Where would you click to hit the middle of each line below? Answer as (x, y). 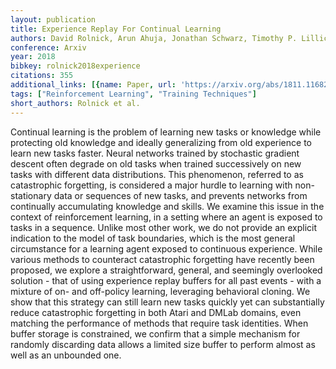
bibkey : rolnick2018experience (75, 66)
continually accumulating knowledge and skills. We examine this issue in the (167, 206)
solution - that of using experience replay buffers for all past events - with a (166, 280)
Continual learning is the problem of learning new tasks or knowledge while (166, 132)
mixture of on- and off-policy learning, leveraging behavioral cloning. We (160, 291)
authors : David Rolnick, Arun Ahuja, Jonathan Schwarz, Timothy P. (154, 38)
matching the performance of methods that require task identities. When (159, 323)
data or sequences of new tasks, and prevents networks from (180, 195)
